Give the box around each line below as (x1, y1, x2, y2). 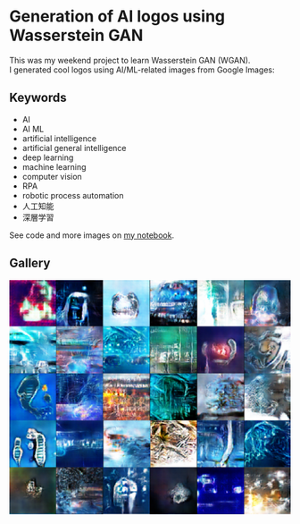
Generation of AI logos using (9, 6, 226, 27)
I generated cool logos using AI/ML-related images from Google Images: (9, 64, 275, 75)
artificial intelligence (21, 132, 96, 144)
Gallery (9, 256, 51, 271)
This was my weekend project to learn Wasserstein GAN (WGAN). (9, 55, 251, 65)
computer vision (21, 171, 82, 182)
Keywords (9, 90, 67, 106)
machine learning (21, 161, 87, 172)
